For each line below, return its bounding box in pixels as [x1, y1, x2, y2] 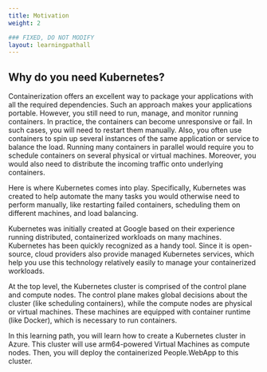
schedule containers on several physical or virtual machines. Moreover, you [8, 151, 257, 160]
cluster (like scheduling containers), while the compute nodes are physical [8, 299, 253, 308]
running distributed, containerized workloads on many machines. [8, 233, 222, 242]
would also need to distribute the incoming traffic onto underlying [8, 159, 223, 169]
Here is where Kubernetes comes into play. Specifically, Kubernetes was [8, 183, 246, 193]
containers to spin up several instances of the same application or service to [8, 134, 259, 143]
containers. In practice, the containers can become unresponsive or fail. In [8, 117, 253, 127]
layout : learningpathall [8, 41, 91, 49]
